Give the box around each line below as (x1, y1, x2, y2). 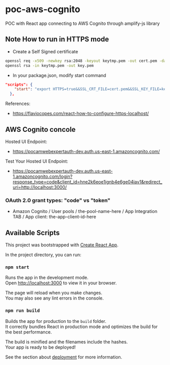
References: (5, 100, 30, 107)
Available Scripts (5, 228, 60, 237)
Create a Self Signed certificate (12, 48, 78, 54)
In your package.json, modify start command (12, 72, 106, 78)
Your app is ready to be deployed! (5, 344, 76, 350)
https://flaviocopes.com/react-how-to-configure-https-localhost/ (12, 111, 149, 117)
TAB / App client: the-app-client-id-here (12, 214, 96, 220)
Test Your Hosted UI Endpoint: (5, 158, 68, 164)
